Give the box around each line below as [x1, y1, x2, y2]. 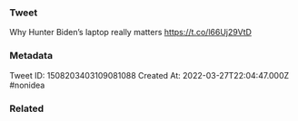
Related [9, 102, 45, 115]
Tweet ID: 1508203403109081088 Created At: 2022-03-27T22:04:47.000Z [9, 70, 290, 80]
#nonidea [9, 79, 45, 90]
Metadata [9, 50, 53, 62]
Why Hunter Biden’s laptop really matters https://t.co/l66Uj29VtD [9, 27, 253, 38]
